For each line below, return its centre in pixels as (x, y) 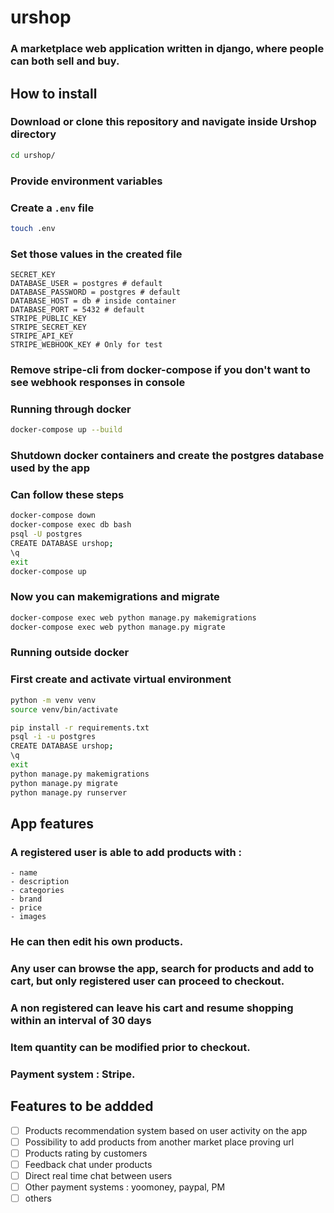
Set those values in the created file (96, 254)
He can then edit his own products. (97, 942)
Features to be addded (82, 1106)
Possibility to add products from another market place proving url (159, 1142)
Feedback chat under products (88, 1164)
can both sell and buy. (65, 61)
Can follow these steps (67, 494)
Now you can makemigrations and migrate (115, 597)
